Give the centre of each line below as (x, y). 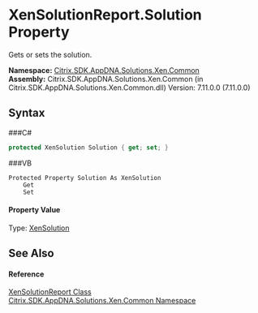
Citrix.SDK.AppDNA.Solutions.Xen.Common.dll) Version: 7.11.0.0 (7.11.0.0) (129, 88)
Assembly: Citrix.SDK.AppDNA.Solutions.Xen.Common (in (106, 79)
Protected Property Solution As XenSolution (85, 178)
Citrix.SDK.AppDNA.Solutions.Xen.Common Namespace (102, 301)
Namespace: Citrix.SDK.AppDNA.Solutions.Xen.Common (104, 70)
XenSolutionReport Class (50, 292)
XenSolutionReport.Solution (105, 15)
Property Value (34, 210)
